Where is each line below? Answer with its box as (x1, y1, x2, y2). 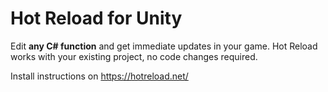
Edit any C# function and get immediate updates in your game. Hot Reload (10, 40, 318, 52)
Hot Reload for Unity (10, 7, 183, 30)
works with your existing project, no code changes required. (10, 50, 258, 62)
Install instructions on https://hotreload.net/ (10, 70, 189, 82)
